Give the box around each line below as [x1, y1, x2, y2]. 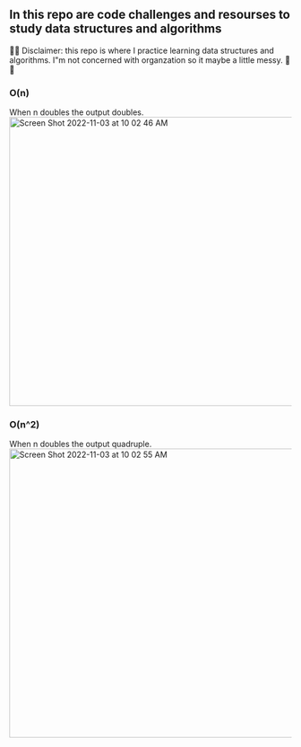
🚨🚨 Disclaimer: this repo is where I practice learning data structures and [9, 45, 275, 56]
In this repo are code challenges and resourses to [9, 7, 291, 22]
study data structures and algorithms [9, 22, 222, 37]
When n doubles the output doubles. [9, 107, 144, 118]
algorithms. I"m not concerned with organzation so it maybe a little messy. [9, 54, 284, 66]
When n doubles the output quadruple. [9, 439, 152, 450]
